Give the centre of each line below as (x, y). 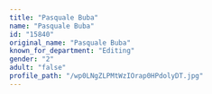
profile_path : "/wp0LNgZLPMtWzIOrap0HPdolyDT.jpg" (106, 76)
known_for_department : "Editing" (72, 51)
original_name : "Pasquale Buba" (70, 43)
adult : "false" (38, 68)
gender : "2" (32, 59)
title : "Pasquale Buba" (54, 17)
